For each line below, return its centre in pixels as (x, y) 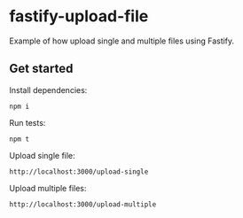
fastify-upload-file (79, 16)
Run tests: (27, 122)
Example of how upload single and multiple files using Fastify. (122, 41)
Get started (41, 69)
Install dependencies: (48, 90)
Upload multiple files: (48, 188)
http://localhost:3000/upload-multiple (83, 204)
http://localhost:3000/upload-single (79, 171)
